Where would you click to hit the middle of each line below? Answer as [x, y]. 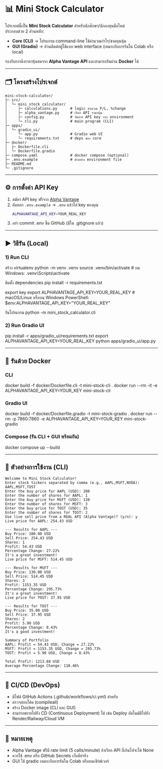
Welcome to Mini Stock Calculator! [41, 478]
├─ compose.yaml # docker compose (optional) [67, 155]
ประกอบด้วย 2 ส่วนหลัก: [25, 31]
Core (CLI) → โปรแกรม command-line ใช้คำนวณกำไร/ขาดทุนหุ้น [69, 41]
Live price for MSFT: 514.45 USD [39, 559]
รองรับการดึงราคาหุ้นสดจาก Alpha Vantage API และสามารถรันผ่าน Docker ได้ [72, 61]
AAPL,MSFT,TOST [20, 487]
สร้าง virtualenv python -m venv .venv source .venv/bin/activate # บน [73, 268]
